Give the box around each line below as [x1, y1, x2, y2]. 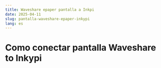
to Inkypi [5, 53, 42, 64]
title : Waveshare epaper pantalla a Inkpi [5, 7, 94, 12]
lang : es [5, 21, 23, 26]
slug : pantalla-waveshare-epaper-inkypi [5, 16, 90, 21]
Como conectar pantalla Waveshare [5, 42, 157, 53]
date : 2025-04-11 [5, 12, 41, 17]
